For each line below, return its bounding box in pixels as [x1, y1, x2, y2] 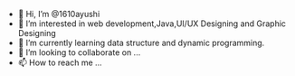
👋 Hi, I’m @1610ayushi [17, 9, 100, 19]
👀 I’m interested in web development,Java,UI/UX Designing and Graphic [17, 18, 287, 29]
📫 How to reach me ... [17, 57, 102, 68]
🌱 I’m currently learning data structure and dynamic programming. [17, 37, 265, 48]
